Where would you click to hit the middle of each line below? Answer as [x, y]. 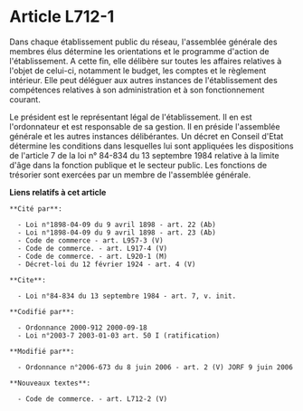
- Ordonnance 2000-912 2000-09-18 [82, 328]
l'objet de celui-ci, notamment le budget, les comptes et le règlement [138, 71]
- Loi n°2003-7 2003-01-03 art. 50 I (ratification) [119, 335]
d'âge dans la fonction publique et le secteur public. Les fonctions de [138, 165]
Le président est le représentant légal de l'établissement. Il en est [131, 117]
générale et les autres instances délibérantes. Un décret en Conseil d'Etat [147, 136]
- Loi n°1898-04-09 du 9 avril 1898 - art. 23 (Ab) [117, 233]
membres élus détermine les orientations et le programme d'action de [139, 51]
